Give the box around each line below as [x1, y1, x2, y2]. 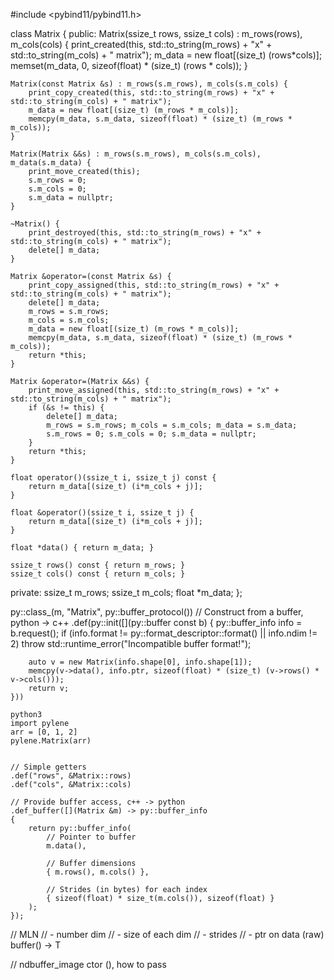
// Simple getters [10, 762, 87, 772]
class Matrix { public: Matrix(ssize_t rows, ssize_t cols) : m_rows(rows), [10, 28, 303, 39]
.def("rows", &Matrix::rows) [10, 771, 132, 781]
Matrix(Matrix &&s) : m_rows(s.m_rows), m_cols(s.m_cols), [10, 149, 262, 159]
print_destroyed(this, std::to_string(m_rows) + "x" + [28, 228, 262, 238]
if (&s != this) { [28, 403, 105, 413]
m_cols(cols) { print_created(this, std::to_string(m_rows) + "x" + [10, 39, 273, 50]
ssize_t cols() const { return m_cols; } [10, 569, 186, 579]
